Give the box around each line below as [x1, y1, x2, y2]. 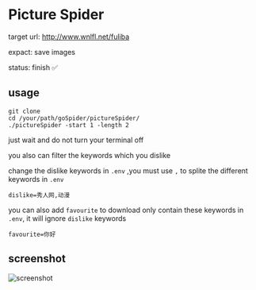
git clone [8, 107, 41, 115]
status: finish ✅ [8, 62, 58, 72]
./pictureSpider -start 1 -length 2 [8, 121, 129, 129]
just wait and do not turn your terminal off [8, 135, 144, 145]
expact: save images [8, 47, 76, 56]
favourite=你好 [8, 230, 56, 238]
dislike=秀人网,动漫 [8, 191, 70, 199]
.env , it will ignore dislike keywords [8, 213, 127, 223]
